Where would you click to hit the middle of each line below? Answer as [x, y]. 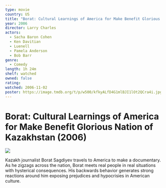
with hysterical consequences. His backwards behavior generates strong [80, 171]
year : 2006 [16, 23]
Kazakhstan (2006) [46, 137]
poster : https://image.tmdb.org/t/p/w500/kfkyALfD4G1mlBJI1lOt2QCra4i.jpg [84, 92]
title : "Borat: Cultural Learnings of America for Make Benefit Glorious [83, 19]
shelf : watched [21, 74]
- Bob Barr [21, 55]
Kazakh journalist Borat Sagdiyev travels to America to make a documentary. [83, 160]
